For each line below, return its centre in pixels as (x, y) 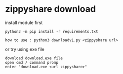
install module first (24, 23)
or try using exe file (25, 49)
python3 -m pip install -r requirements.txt (52, 31)
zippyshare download (51, 9)
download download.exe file (34, 58)
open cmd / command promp (32, 62)
